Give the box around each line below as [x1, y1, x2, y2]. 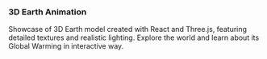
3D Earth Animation [8, 6, 87, 18]
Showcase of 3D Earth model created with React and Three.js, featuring [8, 25, 248, 34]
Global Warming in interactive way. [8, 41, 124, 51]
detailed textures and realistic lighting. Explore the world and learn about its [8, 33, 260, 42]
